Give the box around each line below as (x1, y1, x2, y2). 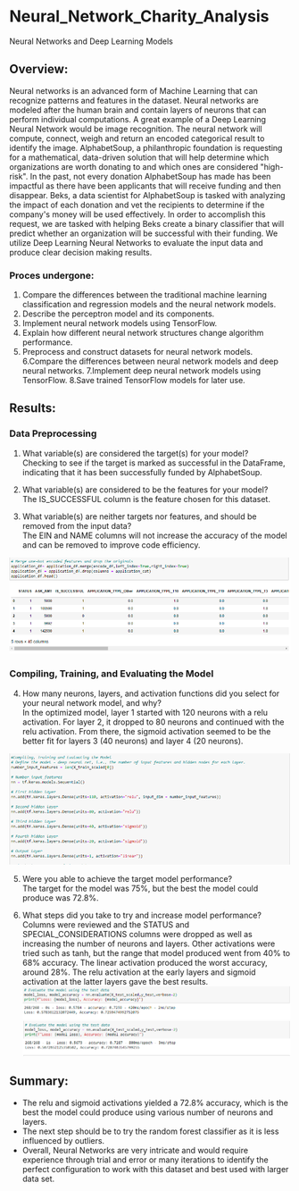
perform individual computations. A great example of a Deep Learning (9, 113, 266, 124)
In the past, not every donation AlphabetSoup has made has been (29, 171, 271, 181)
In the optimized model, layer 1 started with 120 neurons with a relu (21, 707, 269, 717)
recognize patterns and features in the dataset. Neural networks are (9, 95, 259, 105)
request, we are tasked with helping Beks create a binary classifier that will (9, 218, 285, 229)
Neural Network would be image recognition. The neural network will (9, 123, 262, 134)
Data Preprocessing (9, 427, 97, 440)
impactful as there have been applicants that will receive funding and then (9, 180, 281, 191)
